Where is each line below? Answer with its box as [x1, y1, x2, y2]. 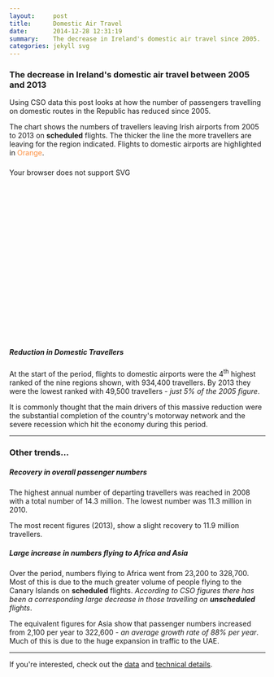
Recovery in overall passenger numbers [9, 467, 147, 477]
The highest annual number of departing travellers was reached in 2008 [9, 487, 250, 497]
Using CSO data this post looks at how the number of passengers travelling [9, 98, 262, 107]
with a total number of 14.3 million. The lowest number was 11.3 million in [9, 496, 252, 506]
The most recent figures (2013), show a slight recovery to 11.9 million [9, 521, 240, 531]
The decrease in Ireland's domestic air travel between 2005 [9, 69, 250, 81]
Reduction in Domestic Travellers [9, 347, 124, 356]
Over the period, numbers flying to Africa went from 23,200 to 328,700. [9, 569, 250, 579]
